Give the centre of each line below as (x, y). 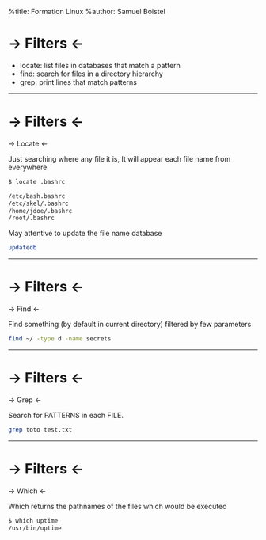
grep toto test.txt (40, 430)
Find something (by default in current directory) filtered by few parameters (130, 325)
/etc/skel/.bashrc (38, 203)
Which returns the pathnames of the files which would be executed (118, 506)
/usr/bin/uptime (35, 528)
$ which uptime (33, 521)
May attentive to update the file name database (85, 234)
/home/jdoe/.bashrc (40, 211)
